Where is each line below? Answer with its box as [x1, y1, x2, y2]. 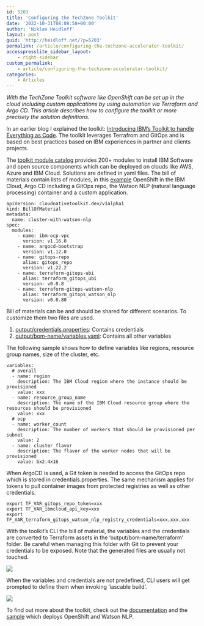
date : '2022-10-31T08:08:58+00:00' [6, 20, 97, 26]
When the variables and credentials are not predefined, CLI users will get [6, 577, 190, 584]
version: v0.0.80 [22, 297, 67, 303]
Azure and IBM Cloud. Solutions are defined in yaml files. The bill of [6, 169, 177, 177]
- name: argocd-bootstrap [17, 244, 84, 250]
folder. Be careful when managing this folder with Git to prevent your [6, 540, 179, 548]
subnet [6, 432, 23, 439]
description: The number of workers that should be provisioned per [17, 427, 195, 433]
